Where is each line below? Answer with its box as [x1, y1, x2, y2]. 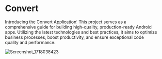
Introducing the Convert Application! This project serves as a [5, 19, 127, 25]
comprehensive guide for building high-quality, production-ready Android [5, 24, 152, 29]
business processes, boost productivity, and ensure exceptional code [5, 34, 144, 40]
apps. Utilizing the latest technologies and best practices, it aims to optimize [5, 29, 158, 35]
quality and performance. [5, 39, 56, 45]
